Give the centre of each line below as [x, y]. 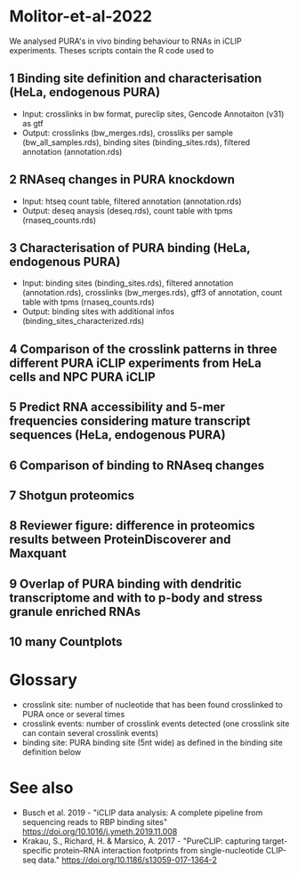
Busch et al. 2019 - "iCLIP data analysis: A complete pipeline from [142, 813]
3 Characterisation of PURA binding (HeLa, [130, 248]
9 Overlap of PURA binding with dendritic [125, 583]
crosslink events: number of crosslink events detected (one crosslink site [156, 724]
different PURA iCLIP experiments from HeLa [136, 363]
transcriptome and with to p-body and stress [136, 598]
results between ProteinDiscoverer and [120, 540]
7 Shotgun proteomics [72, 495]
